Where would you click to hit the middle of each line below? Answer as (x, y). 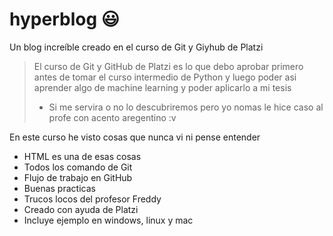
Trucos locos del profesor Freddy (92, 199)
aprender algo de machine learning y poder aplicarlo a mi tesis (162, 87)
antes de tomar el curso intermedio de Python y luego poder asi (165, 77)
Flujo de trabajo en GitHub (78, 177)
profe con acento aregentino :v (112, 117)
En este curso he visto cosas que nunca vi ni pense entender (135, 137)
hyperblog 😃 (64, 19)
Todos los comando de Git (78, 167)
